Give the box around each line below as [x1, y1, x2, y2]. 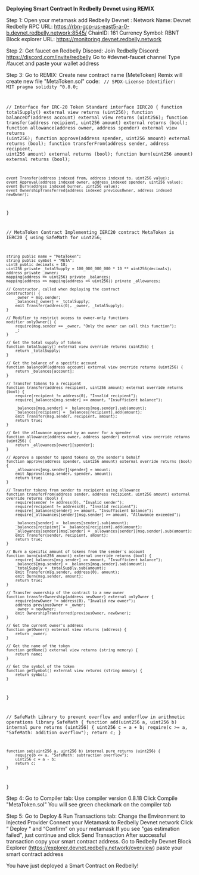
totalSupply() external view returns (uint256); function [6, 109, 153, 115]
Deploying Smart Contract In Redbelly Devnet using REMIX [6, 5, 155, 12]
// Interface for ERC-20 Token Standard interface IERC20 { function [6, 104, 183, 110]
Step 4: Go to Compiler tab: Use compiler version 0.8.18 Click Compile [6, 794, 178, 802]
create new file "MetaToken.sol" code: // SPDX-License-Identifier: [6, 78, 176, 85]
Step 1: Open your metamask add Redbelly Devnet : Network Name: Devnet [6, 17, 191, 23]
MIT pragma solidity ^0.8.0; [6, 84, 79, 90]
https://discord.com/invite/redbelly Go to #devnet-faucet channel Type [6, 54, 181, 60]
